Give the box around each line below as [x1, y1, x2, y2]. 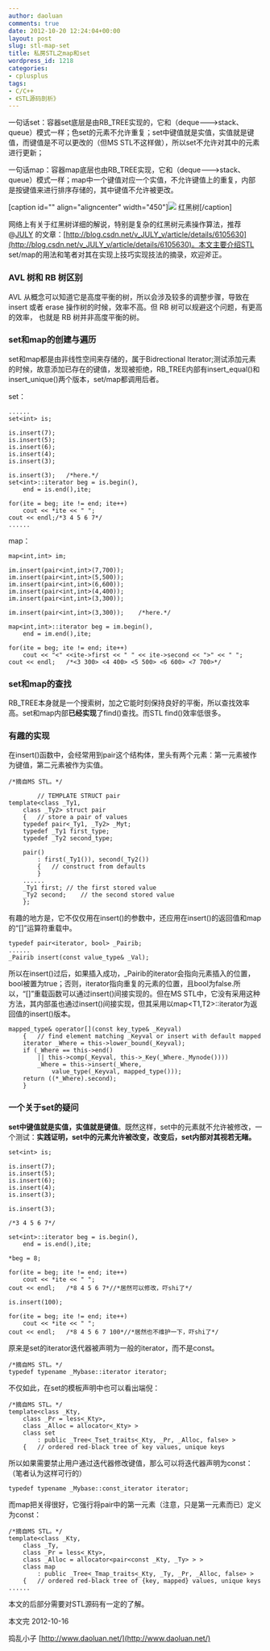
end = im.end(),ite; [23, 629, 92, 638]
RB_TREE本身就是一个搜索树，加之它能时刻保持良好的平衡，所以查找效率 [8, 698, 250, 708]
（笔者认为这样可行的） [8, 1468, 86, 1478]
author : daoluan [8, 11, 63, 20]
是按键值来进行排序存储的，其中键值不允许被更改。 [8, 185, 178, 195]
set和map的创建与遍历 [8, 334, 97, 346]
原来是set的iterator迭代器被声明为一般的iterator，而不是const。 [8, 1342, 219, 1353]
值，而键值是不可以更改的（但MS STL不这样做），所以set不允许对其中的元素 [8, 138, 260, 148]
